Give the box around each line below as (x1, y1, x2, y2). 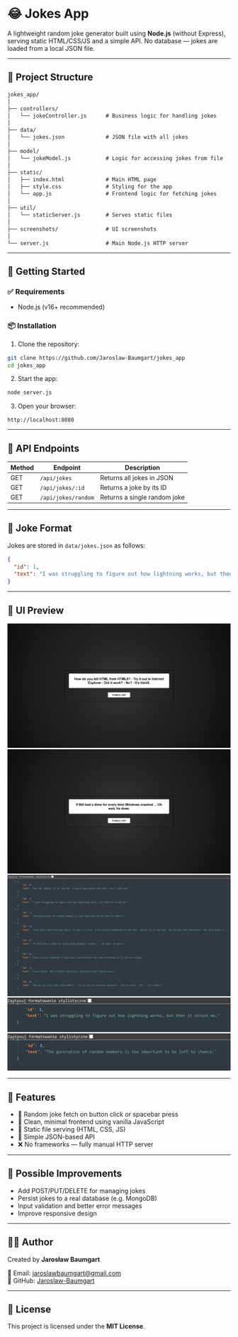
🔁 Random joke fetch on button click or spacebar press (17, 1110, 178, 1118)
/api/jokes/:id (40, 484, 85, 492)
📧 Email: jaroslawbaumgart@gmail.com (7, 1268, 122, 1277)
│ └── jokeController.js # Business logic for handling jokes (7, 112, 217, 119)
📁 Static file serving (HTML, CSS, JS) (17, 1125, 126, 1133)
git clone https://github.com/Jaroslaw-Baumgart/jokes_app (7, 354, 186, 361)
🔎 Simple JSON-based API (17, 1132, 96, 1141)
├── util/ (7, 204, 37, 211)
